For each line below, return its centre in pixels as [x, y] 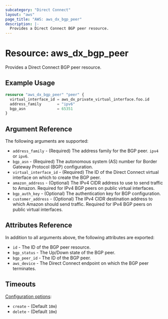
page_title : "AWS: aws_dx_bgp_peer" [44, 19]
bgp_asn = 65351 [41, 109]
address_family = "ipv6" [43, 104]
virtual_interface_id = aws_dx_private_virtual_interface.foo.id [80, 99]
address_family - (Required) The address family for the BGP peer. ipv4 [86, 151]
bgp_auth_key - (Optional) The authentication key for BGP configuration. [87, 193]
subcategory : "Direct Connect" [38, 10]
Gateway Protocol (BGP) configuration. [53, 167]
